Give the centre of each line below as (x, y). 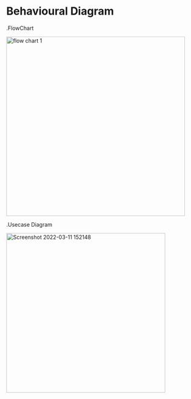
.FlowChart (20, 28)
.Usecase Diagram (29, 224)
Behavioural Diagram (60, 11)
